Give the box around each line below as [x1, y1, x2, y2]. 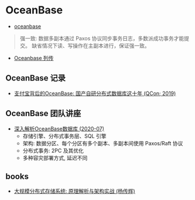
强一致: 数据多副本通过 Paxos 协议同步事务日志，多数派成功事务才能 [19, 34, 184, 41]
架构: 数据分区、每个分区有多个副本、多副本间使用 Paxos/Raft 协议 [22, 139, 183, 146]
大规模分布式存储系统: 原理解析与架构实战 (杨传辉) [13, 188, 135, 195]
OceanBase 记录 [5, 73, 66, 83]
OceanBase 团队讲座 [5, 108, 81, 118]
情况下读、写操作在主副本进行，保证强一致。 [42, 42, 150, 49]
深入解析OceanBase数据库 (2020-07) [13, 125, 105, 132]
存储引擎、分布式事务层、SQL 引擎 [22, 132, 107, 139]
